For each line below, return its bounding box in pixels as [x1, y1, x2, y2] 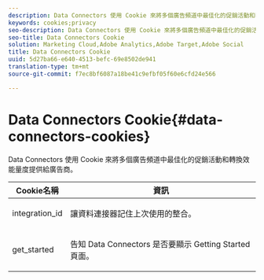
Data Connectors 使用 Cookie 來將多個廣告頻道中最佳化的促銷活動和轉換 [8, 154, 244, 164]
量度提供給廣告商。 [14, 164, 77, 174]
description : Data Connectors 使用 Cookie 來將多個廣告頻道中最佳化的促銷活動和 [8, 11, 255, 20]
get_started [12, 244, 54, 255]
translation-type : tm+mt [8, 63, 90, 71]
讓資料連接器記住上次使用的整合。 [70, 208, 196, 219]
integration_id [12, 208, 63, 219]
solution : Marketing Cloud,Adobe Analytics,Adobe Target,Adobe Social [8, 41, 244, 49]
